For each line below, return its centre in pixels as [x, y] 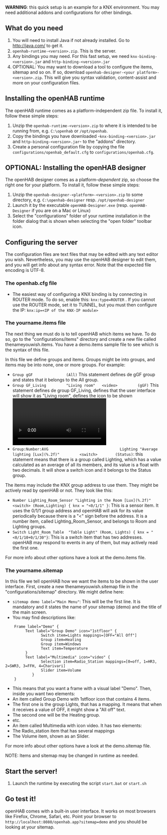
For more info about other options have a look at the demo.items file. [76, 557]
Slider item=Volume [61, 671]
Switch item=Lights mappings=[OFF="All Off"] [89, 636]
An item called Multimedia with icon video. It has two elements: [77, 726]
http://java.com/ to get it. [38, 45]
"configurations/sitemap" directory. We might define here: [65, 592]
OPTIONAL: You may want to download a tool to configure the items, [83, 66]
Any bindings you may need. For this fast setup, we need [71, 56]
